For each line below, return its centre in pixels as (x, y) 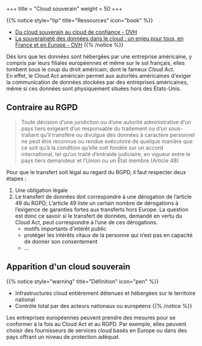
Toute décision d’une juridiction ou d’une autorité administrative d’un (106, 122)
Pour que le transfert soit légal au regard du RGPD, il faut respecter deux (96, 172)
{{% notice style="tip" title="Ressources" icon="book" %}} (80, 20)
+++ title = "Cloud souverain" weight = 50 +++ (64, 9)
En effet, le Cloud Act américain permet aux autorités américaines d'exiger (99, 76)
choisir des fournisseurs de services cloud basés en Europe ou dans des (96, 330)
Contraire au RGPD (42, 108)
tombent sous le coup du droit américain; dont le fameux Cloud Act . (90, 69)
